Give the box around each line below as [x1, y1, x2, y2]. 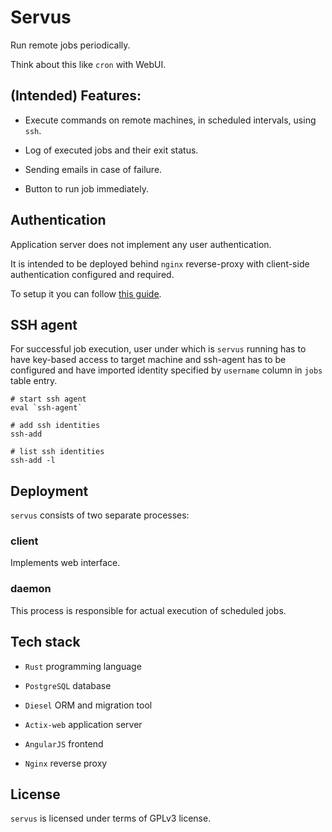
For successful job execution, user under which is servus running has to [10, 343, 307, 355]
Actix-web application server [24, 718, 143, 730]
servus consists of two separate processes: [10, 509, 190, 521]
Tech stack [10, 634, 81, 651]
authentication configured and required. [10, 268, 175, 280]
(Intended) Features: [10, 87, 142, 105]
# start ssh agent [10, 394, 87, 405]
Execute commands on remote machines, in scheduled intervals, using [24, 114, 317, 126]
